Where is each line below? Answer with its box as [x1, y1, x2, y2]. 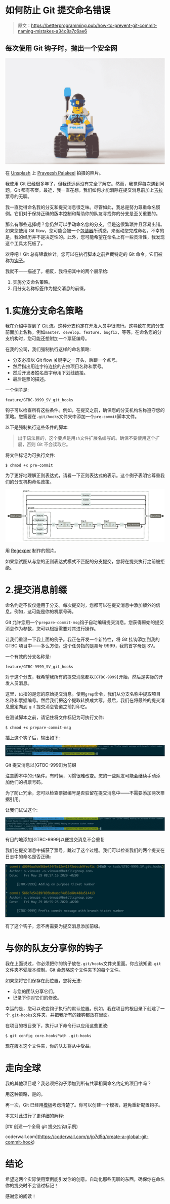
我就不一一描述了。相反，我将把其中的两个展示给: [5, 268, 109, 274]
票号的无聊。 [5, 193, 32, 199]
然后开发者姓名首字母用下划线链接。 [12, 370, 89, 376]
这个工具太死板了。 [5, 240, 46, 247]
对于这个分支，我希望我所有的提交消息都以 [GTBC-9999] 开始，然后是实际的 [5, 674, 159, 680]
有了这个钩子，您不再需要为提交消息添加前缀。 [5, 923, 103, 929]
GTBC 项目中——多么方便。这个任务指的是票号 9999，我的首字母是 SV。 [5, 643, 158, 649]
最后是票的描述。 [12, 376, 49, 382]
